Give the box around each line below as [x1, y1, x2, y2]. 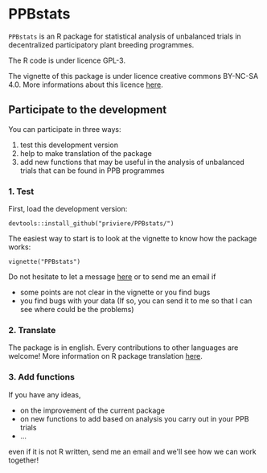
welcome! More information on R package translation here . [8, 352, 203, 361]
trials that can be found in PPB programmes [19, 166, 165, 175]
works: [8, 242, 31, 252]
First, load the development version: [8, 204, 128, 214]
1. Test [8, 186, 35, 197]
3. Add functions [8, 372, 75, 383]
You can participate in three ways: [8, 124, 121, 134]
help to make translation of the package [19, 148, 153, 158]
